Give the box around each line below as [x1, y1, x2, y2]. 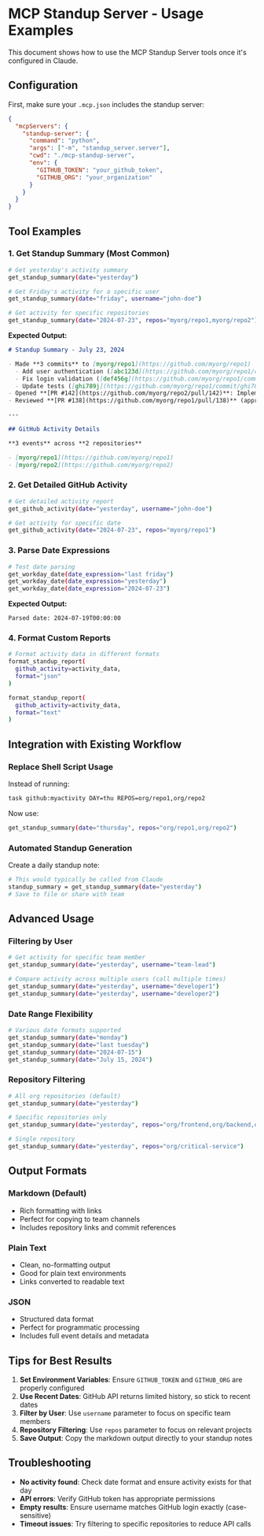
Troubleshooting [8, 1456, 92, 1470]
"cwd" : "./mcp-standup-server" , [28, 151, 135, 160]
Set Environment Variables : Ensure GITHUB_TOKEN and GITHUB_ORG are [19, 1375, 243, 1385]
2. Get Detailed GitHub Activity [8, 480, 128, 491]
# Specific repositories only [8, 1114, 108, 1122]
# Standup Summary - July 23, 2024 [8, 346, 125, 354]
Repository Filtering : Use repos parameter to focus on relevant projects [19, 1425, 252, 1434]
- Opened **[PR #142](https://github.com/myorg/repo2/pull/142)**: [8, 389, 234, 398]
